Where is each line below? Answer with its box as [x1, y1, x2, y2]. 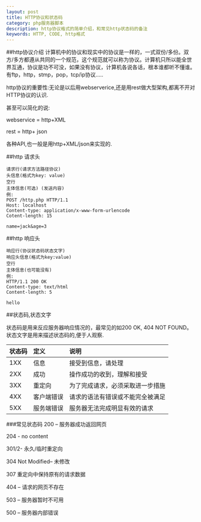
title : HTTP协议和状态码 [6, 14, 63, 20]
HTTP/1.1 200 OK [6, 279, 47, 285]
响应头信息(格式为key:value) [6, 254, 72, 261]
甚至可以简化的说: [6, 104, 50, 111]
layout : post [6, 8, 39, 15]
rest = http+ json [6, 128, 47, 135]
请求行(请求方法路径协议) [6, 166, 61, 172]
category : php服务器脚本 [6, 20, 64, 26]
